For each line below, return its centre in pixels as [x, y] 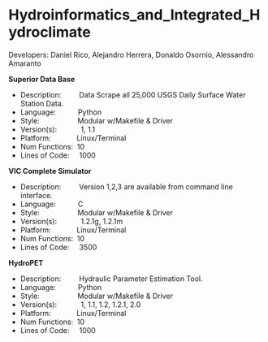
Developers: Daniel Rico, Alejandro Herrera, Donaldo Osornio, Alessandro [131, 54]
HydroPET [26, 262]
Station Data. [42, 103]
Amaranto [25, 63]
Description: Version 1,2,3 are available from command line [126, 186]
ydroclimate [50, 32]
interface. [36, 195]
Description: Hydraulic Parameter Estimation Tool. [111, 279]
